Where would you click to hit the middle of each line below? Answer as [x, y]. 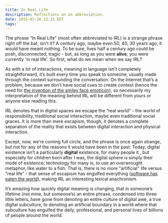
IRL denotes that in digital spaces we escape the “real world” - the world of [83, 111]
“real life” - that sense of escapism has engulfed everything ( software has [81, 174]
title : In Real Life [27, 10]
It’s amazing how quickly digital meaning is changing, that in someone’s [79, 189]
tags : [11, 24]
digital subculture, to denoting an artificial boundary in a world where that [81, 205]
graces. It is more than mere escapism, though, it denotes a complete [77, 121]
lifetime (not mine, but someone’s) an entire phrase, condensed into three [81, 194]
